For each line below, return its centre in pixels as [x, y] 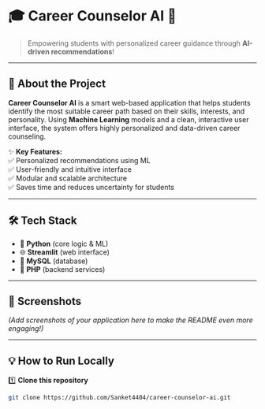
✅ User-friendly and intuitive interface [70, 169]
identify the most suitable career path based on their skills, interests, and [127, 111]
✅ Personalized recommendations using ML [80, 160]
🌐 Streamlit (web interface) [65, 252]
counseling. [27, 136]
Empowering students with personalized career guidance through [134, 43]
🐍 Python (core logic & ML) [64, 244]
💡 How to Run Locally [61, 361]
